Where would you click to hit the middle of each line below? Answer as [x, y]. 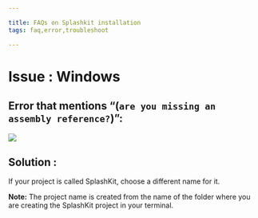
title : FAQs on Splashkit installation [75, 22]
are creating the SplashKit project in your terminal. [91, 205]
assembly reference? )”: [66, 119]
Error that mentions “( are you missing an [112, 106]
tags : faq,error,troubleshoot [59, 30]
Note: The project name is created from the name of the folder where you [129, 197]
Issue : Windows [64, 76]
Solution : [33, 162]
